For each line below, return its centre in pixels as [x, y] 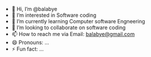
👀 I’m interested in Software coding [54, 15]
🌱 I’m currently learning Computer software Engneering [78, 21]
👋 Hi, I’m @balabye [34, 9]
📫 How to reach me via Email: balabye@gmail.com [73, 34]
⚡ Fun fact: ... [28, 49]
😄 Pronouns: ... [30, 42]
